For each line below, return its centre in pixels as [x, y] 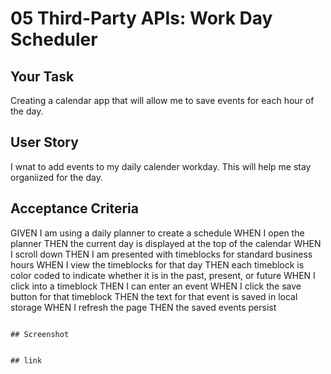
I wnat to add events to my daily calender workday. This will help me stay [161, 166]
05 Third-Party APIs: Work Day [141, 18]
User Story [44, 142]
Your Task [42, 76]
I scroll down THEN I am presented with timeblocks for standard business [161, 254]
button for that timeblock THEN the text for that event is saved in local [154, 296]
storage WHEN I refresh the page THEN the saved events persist [143, 307]
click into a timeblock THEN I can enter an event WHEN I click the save [156, 286]
